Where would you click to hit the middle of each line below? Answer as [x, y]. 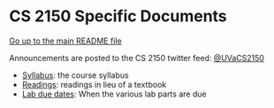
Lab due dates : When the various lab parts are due [114, 94]
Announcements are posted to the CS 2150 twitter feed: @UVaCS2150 [137, 58]
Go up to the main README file [65, 41]
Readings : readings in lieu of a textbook [94, 84]
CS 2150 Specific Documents [118, 16]
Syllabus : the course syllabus [76, 75]
